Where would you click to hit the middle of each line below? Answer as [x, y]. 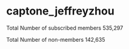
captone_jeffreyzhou [61, 11]
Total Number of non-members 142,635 [56, 39]
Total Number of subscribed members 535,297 [65, 28]
